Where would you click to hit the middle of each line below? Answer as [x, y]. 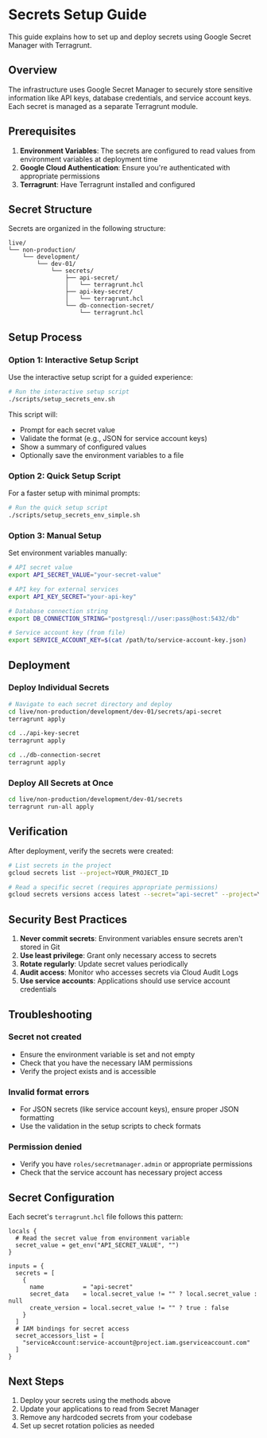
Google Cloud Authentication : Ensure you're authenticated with [125, 167]
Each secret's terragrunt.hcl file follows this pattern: [96, 1217]
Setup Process [45, 337]
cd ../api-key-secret [44, 733]
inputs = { [26, 1266]
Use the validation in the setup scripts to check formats [110, 1126]
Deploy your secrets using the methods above [95, 1401]
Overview [33, 70]
